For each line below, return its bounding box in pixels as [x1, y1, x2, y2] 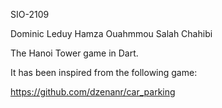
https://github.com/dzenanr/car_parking [10, 86, 176, 98]
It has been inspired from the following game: [10, 67, 198, 78]
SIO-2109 [10, 9, 50, 20]
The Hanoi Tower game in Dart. [10, 47, 139, 59]
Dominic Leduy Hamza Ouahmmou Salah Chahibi [10, 28, 213, 39]
